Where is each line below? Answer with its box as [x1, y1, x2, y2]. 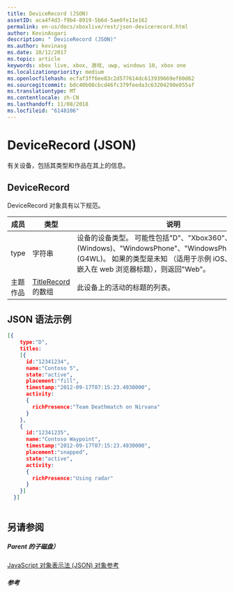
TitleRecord [32, 276, 70, 286]
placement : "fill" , [25, 377, 79, 385]
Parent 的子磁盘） [7, 542, 59, 551]
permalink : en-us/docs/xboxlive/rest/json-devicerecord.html [7, 23, 189, 30]
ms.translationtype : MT [7, 88, 77, 95]
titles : [19, 345, 42, 352]
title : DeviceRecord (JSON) [7, 10, 89, 17]
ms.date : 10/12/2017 [7, 49, 68, 56]
